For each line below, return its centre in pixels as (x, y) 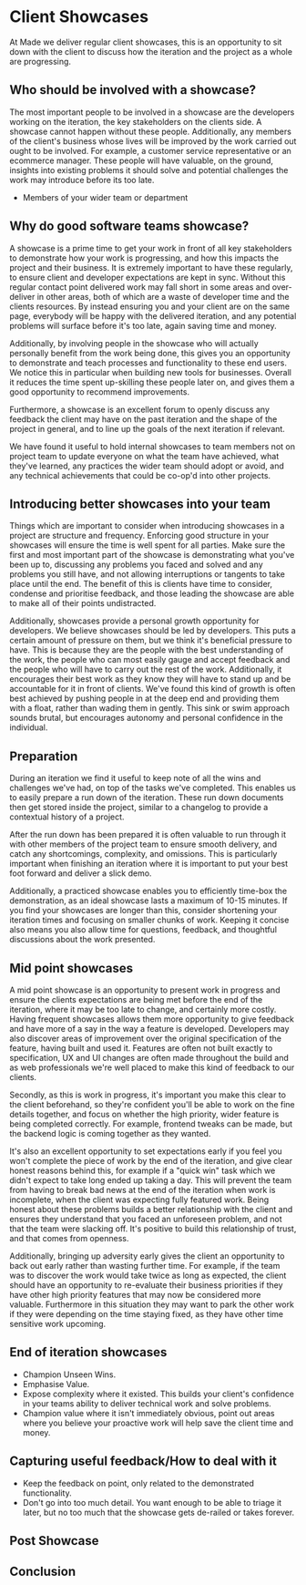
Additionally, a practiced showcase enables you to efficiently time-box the (148, 891)
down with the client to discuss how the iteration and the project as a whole (151, 51)
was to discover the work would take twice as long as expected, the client (148, 1275)
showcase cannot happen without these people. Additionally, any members (150, 131)
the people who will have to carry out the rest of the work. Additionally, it (146, 669)
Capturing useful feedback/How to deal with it (143, 1461)
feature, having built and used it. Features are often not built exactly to (141, 1048)
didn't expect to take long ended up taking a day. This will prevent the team (151, 1180)
